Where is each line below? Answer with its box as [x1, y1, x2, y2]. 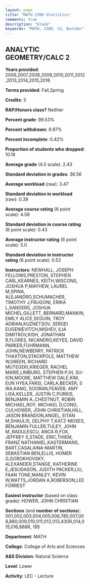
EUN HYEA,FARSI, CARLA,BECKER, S [5, 380, 82, 386]
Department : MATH [5, 533, 47, 539]
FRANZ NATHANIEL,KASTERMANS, [5, 439, 79, 445]
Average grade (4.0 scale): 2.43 [5, 161, 72, 167]
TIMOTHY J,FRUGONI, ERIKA [5, 299, 66, 305]
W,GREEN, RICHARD [5, 358, 48, 364]
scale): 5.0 [5, 242, 27, 248]
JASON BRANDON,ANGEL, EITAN [5, 412, 75, 419]
